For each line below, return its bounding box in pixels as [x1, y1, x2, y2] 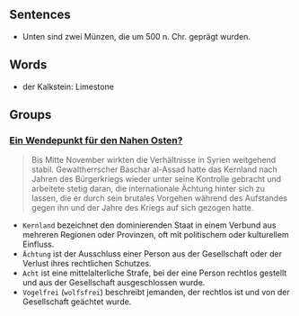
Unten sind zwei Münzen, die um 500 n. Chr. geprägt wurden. [22, 31, 251, 41]
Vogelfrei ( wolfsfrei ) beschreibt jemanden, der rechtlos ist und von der [22, 287, 290, 298]
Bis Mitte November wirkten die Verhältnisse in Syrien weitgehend [31, 155, 277, 166]
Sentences [9, 7, 72, 23]
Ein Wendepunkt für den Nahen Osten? [9, 134, 183, 147]
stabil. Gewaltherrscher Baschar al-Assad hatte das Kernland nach [31, 164, 278, 175]
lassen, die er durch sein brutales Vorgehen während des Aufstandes [31, 193, 287, 203]
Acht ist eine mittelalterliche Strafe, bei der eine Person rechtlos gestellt [22, 267, 287, 278]
